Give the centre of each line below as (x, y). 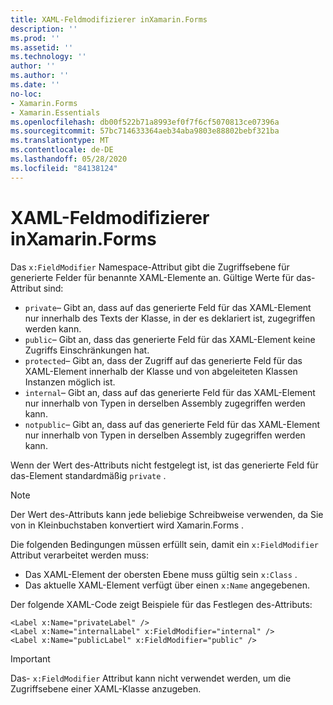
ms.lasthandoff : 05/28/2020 (69, 159)
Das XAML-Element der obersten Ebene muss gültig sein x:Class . (161, 574)
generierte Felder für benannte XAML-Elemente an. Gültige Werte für (152, 277)
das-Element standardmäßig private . (88, 475)
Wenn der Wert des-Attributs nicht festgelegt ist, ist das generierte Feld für (164, 465)
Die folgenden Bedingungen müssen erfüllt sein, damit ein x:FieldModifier (165, 544)
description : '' (44, 29)
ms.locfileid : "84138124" (64, 168)
